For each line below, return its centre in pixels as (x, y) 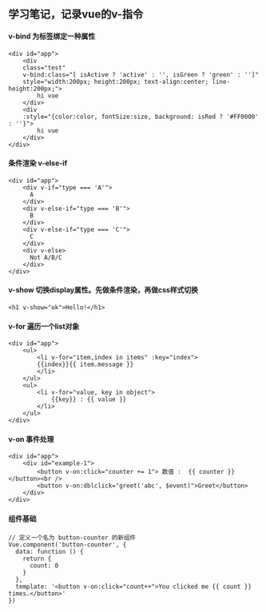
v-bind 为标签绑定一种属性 (52, 36)
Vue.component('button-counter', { (67, 544)
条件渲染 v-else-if (38, 163)
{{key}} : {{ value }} (89, 399)
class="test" (44, 68)
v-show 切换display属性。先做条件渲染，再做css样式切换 (103, 290)
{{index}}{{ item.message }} (85, 365)
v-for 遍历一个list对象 (44, 326)
